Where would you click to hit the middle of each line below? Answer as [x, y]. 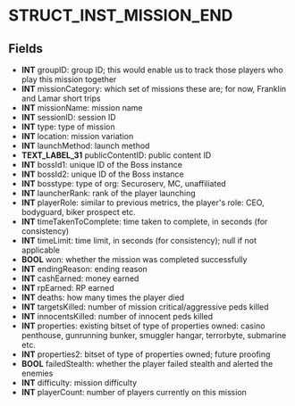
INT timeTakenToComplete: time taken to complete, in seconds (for [144, 221]
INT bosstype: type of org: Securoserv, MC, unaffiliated [124, 183]
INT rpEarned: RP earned [68, 288]
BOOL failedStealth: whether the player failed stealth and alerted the [147, 364]
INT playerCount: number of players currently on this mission [134, 392]
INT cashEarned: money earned [80, 278]
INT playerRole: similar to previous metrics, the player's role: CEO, [143, 203]
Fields [26, 49]
